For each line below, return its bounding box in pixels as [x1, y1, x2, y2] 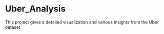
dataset [5, 24, 20, 30]
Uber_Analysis [5, 3, 66, 14]
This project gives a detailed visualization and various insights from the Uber [5, 19, 159, 25]
